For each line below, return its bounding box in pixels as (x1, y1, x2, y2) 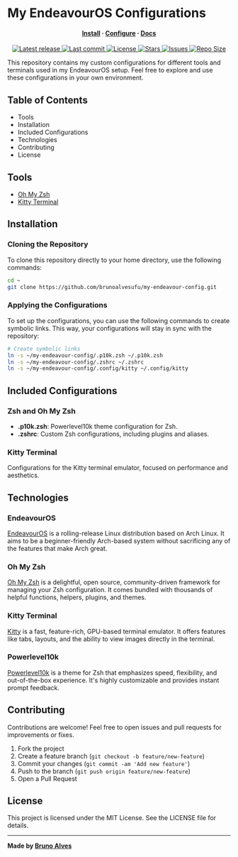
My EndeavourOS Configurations (7, 5, 207, 21)
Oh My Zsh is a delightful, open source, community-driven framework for (7, 578, 221, 586)
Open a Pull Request (17, 774, 78, 782)
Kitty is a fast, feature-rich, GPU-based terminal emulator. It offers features (7, 627, 226, 635)
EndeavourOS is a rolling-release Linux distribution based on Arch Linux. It (7, 529, 225, 537)
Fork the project (17, 744, 65, 753)
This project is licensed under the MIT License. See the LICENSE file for (7, 814, 217, 822)
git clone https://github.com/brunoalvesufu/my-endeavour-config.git (7, 283, 217, 290)
